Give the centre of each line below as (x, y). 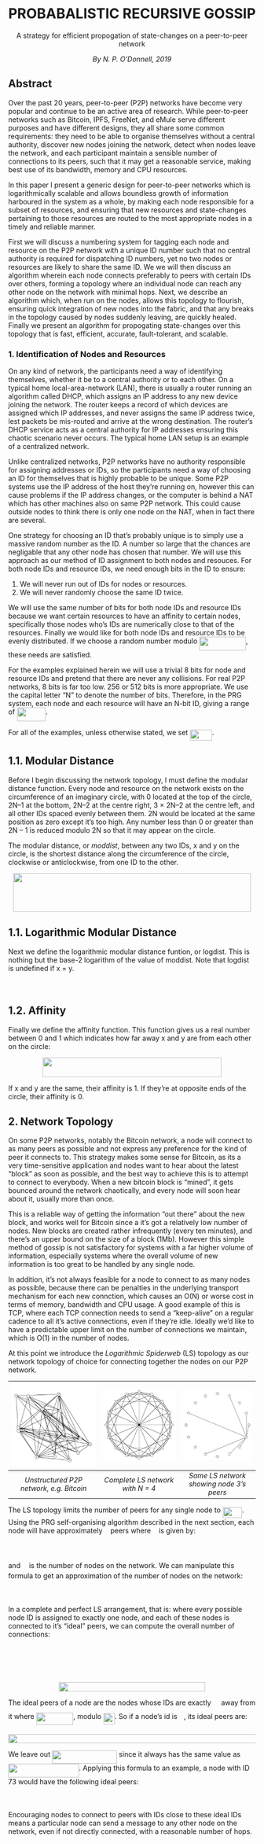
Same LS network (217, 1476)
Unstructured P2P (54, 1480)
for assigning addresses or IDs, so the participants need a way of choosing (130, 470)
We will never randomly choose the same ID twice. (101, 593)
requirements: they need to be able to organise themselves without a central (132, 136)
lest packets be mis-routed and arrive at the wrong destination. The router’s (130, 421)
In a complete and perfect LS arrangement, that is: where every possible (125, 1610)
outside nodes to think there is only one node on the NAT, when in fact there (132, 512)
